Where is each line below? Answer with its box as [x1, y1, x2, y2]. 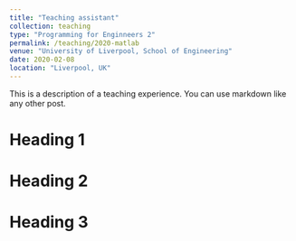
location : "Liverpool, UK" [9, 64, 111, 73]
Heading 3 [9, 212, 89, 233]
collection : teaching [9, 22, 91, 31]
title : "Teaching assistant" [9, 13, 119, 23]
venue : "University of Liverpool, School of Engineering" [9, 47, 233, 56]
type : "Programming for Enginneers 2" [9, 30, 156, 39]
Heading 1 [9, 130, 86, 150]
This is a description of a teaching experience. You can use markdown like [9, 88, 287, 99]
